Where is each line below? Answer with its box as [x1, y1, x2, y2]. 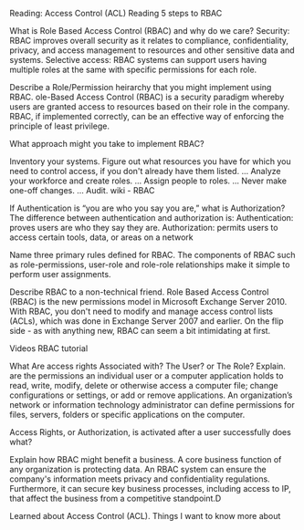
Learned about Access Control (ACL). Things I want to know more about [9, 511, 281, 521]
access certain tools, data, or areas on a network [9, 232, 194, 243]
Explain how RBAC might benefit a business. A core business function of [9, 454, 282, 464]
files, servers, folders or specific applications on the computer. [9, 410, 246, 420]
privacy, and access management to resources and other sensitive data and [9, 45, 295, 56]
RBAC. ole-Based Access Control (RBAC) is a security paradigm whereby [9, 91, 285, 102]
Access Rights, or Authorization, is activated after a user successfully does [9, 427, 292, 437]
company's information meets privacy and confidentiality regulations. [9, 473, 271, 484]
